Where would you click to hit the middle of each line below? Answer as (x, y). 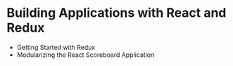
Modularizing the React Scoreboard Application (86, 55)
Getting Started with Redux (56, 47)
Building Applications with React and (116, 13)
